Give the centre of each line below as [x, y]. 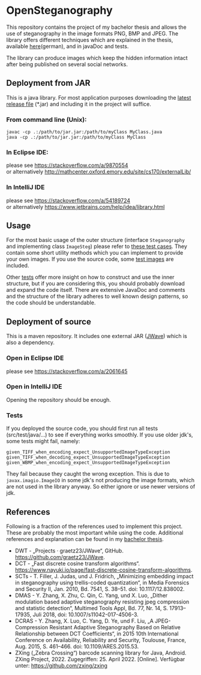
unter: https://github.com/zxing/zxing [61, 665]
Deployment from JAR [48, 83]
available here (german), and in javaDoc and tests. [67, 46]
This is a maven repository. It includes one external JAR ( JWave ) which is [97, 336]
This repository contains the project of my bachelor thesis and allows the [97, 27]
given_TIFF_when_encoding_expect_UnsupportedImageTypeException [88, 452]
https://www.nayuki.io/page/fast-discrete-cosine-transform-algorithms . [103, 570]
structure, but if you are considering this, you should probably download [95, 283]
